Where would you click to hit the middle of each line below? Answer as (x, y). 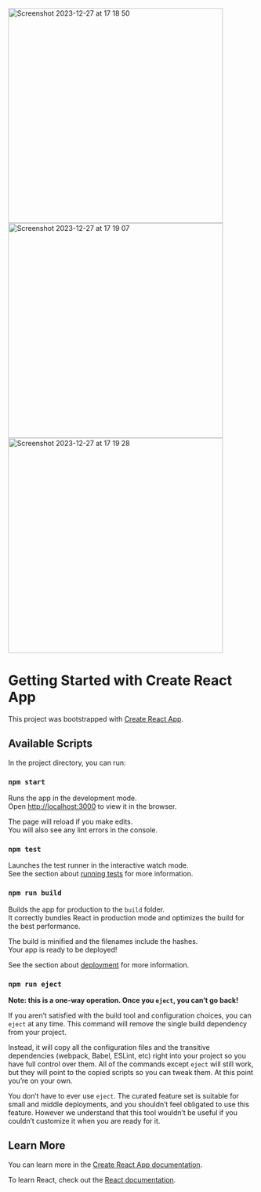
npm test (25, 849)
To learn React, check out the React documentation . (92, 1179)
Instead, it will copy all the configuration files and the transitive (109, 1047)
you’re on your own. (40, 1080)
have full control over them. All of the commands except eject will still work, (131, 1064)
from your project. (37, 1032)
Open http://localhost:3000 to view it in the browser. (92, 806)
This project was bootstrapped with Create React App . (96, 718)
